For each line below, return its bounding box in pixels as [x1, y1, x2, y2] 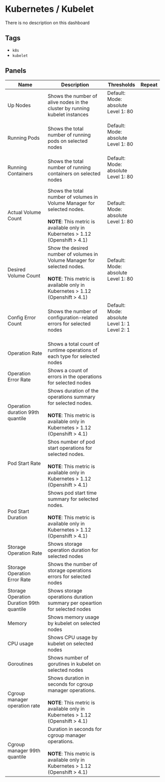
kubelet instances [47, 111, 89, 118]
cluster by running [47, 105, 90, 112]
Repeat [140, 81, 158, 88]
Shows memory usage [47, 614, 100, 621]
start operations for [47, 444, 92, 451]
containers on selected [47, 170, 101, 177]
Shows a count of [47, 367, 88, 374]
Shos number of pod [47, 438, 95, 445]
